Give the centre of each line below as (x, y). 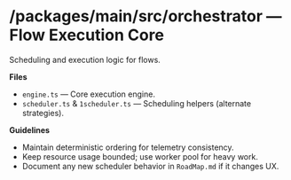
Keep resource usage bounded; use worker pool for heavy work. (140, 156)
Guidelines (30, 129)
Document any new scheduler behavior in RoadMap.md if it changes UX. (150, 166)
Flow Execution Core (87, 35)
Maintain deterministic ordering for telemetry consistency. (128, 147)
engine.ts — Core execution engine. (88, 94)
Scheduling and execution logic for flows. (85, 59)
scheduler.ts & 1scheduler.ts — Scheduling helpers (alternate (136, 103)
